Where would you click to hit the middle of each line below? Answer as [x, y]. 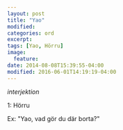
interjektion [23, 92]
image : [17, 53]
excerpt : [20, 40]
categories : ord [31, 33]
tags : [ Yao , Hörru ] [35, 46]
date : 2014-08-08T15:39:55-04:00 [56, 65]
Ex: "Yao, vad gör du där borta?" [54, 118]
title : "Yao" [26, 20]
